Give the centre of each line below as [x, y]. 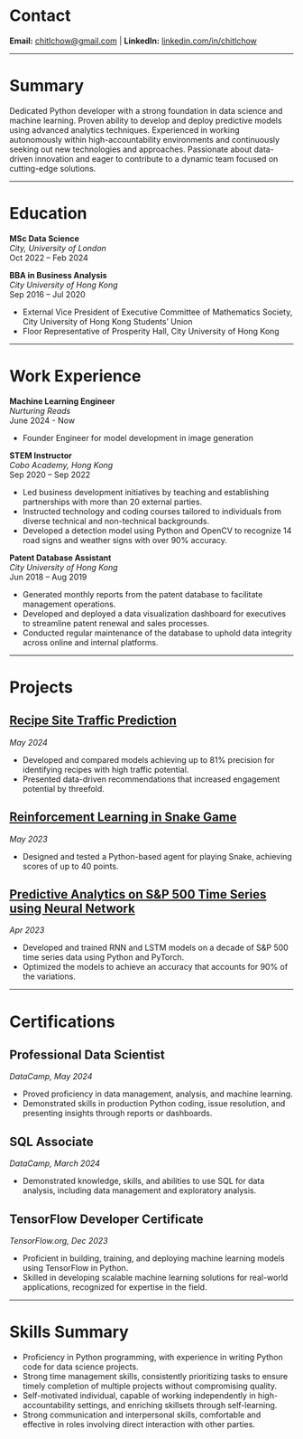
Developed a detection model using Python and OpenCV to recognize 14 [157, 531]
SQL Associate [51, 1141]
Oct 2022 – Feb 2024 [49, 258]
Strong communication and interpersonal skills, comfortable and [142, 1415]
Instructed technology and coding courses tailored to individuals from [152, 511]
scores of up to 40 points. [70, 866]
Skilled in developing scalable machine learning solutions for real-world [155, 1277]
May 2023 [28, 839]
